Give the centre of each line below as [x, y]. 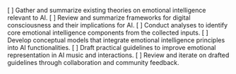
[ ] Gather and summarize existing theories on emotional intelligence [107, 10]
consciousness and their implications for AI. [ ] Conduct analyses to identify [118, 25]
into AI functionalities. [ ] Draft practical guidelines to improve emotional [112, 48]
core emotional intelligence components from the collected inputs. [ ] [108, 32]
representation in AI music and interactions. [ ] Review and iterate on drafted [118, 55]
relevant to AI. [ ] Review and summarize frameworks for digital [99, 18]
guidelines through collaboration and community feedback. [93, 62]
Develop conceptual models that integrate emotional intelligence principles [116, 40]
